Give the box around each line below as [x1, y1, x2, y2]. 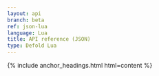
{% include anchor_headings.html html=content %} [7, 61, 153, 69]
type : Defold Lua [7, 42, 57, 49]
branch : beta [7, 17, 45, 23]
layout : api [7, 10, 41, 17]
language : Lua [7, 29, 48, 37]
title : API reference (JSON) [7, 36, 91, 43]
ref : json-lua [7, 23, 48, 30]
